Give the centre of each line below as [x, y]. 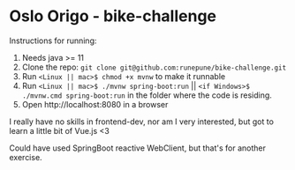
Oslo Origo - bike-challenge [113, 16]
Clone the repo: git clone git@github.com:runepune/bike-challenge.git [154, 67]
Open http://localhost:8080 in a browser [95, 104]
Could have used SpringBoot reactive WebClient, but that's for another [138, 148]
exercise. [26, 157]
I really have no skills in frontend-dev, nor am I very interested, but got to [141, 122]
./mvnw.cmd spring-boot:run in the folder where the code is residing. [147, 95]
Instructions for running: [53, 41]
